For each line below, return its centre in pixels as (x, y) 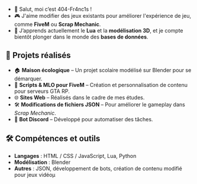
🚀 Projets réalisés (38, 55)
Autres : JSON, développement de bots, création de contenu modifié (98, 168)
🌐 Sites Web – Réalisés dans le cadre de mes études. (79, 97)
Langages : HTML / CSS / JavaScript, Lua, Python (75, 156)
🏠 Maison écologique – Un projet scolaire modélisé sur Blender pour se (103, 70)
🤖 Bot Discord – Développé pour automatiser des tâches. (83, 119)
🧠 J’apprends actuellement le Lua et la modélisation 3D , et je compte (99, 30)
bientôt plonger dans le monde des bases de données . (81, 37)
